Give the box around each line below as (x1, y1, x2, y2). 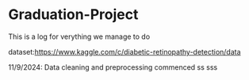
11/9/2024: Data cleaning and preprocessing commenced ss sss (8, 62, 218, 72)
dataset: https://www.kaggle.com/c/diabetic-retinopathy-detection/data (8, 47, 241, 56)
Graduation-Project (8, 6, 139, 24)
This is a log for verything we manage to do (8, 32, 151, 41)
